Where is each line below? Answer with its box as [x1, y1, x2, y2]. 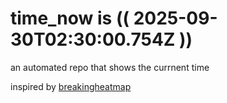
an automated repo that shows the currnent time [10, 61, 210, 73]
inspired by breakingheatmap [10, 80, 132, 92]
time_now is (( [10, 7, 130, 30]
